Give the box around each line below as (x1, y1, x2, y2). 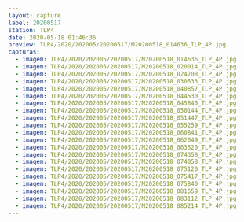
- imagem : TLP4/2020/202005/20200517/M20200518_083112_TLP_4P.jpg (15, 194, 237, 202)
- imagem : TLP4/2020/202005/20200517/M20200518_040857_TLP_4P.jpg (15, 84, 237, 93)
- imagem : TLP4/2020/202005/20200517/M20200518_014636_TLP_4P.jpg (15, 56, 237, 64)
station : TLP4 (8, 26, 55, 34)
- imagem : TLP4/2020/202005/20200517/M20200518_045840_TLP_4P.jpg (15, 99, 237, 107)
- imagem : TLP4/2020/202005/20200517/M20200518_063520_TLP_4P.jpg (15, 143, 237, 151)
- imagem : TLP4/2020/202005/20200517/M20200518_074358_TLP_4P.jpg (15, 150, 237, 158)
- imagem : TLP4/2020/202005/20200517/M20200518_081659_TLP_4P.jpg (15, 187, 237, 195)
